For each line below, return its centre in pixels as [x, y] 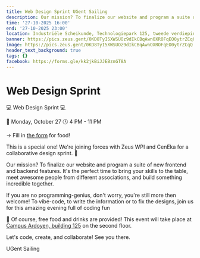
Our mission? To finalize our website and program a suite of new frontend [96, 165]
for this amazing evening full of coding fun [58, 208]
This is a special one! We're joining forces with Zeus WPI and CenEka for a [97, 147]
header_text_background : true [44, 51]
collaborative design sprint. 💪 [42, 153]
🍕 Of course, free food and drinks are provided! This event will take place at [99, 219]
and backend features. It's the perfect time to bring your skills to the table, [97, 171]
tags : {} [17, 56]
